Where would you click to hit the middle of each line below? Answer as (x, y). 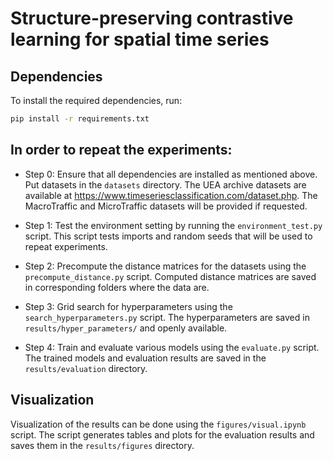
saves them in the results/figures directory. (102, 445)
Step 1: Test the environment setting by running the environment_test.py (173, 225)
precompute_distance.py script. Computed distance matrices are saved (170, 276)
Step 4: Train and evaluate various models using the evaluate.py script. (172, 347)
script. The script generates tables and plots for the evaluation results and (162, 434)
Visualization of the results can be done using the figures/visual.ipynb (158, 424)
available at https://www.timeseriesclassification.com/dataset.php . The (171, 195)
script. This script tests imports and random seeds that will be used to (168, 236)
